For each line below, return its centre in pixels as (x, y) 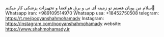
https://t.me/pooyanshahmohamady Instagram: (55, 18)
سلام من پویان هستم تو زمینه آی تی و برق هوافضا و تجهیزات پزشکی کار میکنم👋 (80, 8)
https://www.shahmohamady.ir (38, 29)
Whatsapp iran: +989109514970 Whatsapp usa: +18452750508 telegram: (82, 13)
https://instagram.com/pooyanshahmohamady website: (63, 23)
